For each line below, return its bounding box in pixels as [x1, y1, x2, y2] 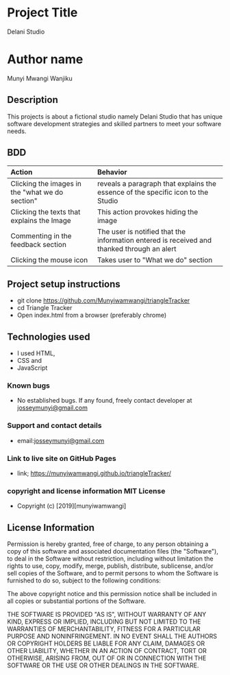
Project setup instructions [7, 278, 121, 289]
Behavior [97, 167, 128, 176]
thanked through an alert [97, 244, 177, 253]
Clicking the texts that [10, 207, 81, 217]
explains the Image [10, 215, 72, 225]
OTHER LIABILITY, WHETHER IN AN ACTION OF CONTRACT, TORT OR [7, 647, 207, 655]
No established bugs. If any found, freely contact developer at [16, 396, 192, 405]
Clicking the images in [10, 178, 82, 188]
